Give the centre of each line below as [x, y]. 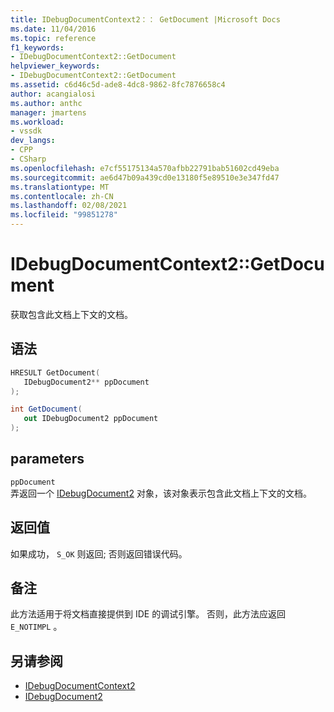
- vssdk [26, 131]
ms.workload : [37, 122]
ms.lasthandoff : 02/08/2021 [69, 206]
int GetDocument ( [46, 409]
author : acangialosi [53, 94]
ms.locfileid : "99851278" [64, 215]
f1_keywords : [37, 47]
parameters [47, 459]
